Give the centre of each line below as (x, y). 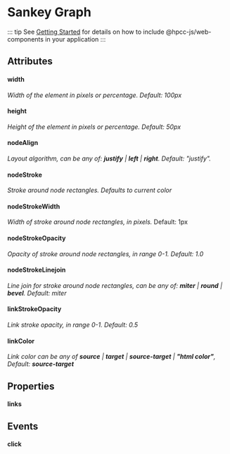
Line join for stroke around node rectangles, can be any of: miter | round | (115, 285)
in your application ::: (76, 39)
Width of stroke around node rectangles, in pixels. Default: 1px (98, 222)
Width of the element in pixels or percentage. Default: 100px (95, 95)
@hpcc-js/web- (189, 32)
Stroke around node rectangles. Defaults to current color (90, 190)
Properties (31, 386)
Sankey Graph (49, 12)
